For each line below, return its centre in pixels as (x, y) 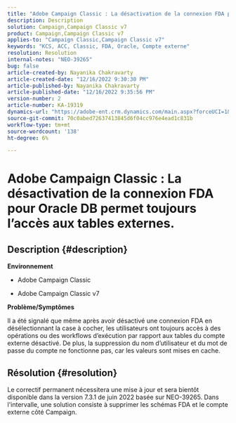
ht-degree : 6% (28, 138)
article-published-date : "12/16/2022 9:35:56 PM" (81, 92)
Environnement (30, 266)
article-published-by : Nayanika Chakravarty (73, 86)
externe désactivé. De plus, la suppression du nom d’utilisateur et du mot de (117, 343)
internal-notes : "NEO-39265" (50, 60)
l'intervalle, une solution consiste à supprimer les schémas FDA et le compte (118, 405)
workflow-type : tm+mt (39, 125)
